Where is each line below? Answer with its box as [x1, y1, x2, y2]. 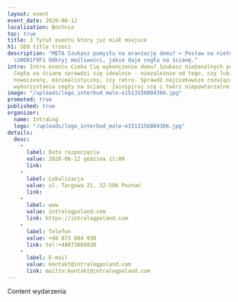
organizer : [7, 109, 40, 116]
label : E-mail [25, 255, 69, 262]
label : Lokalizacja [25, 175, 84, 182]
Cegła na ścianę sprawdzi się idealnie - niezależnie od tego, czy [13, 69, 217, 77]
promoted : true [7, 96, 52, 104]
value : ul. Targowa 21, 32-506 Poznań [25, 181, 141, 189]
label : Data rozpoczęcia [25, 149, 100, 156]
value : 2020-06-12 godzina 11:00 [25, 155, 125, 163]
